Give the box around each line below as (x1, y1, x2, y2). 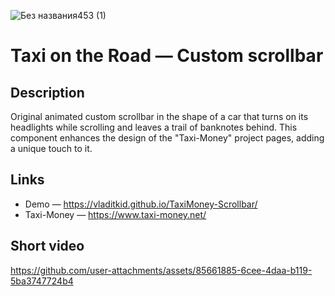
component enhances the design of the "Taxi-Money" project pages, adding (10, 132, 325, 144)
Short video (10, 238, 85, 255)
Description (10, 84, 85, 101)
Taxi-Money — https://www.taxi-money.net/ (24, 208, 207, 220)
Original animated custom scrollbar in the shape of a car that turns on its (10, 111, 309, 122)
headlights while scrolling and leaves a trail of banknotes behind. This (10, 121, 298, 133)
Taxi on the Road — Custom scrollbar (10, 45, 324, 67)
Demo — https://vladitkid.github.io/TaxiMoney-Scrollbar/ (24, 198, 258, 210)
